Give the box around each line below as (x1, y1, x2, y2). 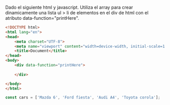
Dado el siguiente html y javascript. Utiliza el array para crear (5, 5, 133, 10)
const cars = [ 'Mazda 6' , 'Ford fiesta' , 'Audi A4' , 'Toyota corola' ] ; (5, 95, 160, 100)
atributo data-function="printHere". (5, 15, 79, 21)
